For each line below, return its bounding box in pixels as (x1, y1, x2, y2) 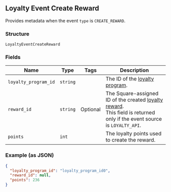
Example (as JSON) (5, 152, 54, 159)
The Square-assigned (105, 90, 159, 97)
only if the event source (105, 116, 162, 123)
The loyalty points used (105, 130, 162, 137)
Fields (5, 53, 21, 61)
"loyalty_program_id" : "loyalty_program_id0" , (10, 168, 110, 173)
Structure (5, 30, 30, 37)
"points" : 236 (10, 178, 40, 183)
